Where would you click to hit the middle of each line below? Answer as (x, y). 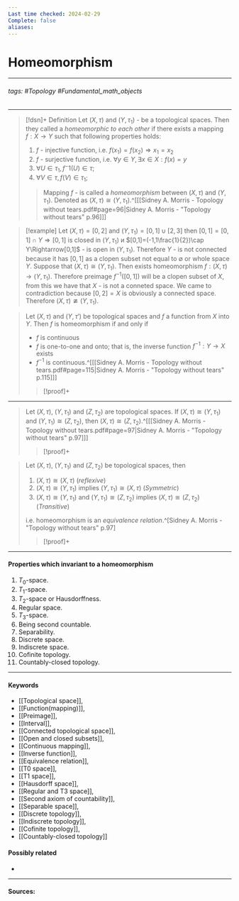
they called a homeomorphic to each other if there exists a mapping (124, 129)
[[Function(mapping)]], (51, 708)
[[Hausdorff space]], (48, 784)
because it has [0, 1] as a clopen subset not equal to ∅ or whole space (127, 258)
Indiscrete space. (44, 647)
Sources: (22, 892)
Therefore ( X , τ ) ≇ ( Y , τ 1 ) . (62, 301)
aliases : (21, 27)
